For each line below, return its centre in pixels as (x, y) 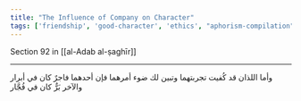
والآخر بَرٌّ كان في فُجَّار (46, 87)
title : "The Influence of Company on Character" (102, 17)
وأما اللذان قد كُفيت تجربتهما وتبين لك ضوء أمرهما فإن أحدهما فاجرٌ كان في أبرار (142, 77)
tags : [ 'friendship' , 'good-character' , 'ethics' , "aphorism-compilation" (152, 26)
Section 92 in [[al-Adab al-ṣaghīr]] (73, 51)
